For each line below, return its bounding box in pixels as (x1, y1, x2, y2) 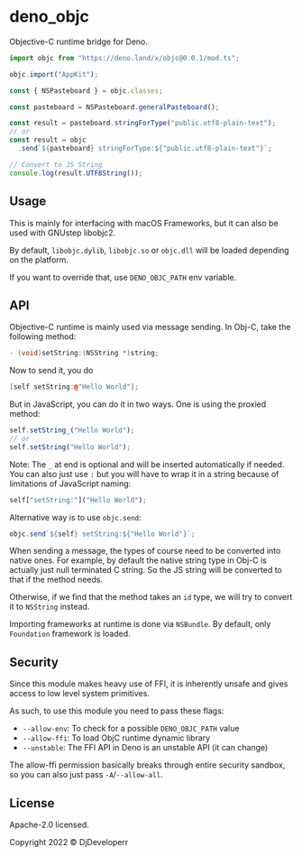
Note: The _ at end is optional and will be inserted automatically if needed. (9, 458, 285, 470)
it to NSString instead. (9, 602, 90, 612)
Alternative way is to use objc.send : (9, 511, 142, 522)
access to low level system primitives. (9, 688, 151, 699)
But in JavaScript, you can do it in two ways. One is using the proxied (9, 399, 267, 410)
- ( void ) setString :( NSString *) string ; (9, 349, 160, 358)
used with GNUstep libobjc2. (9, 227, 116, 238)
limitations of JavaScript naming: (9, 478, 132, 489)
